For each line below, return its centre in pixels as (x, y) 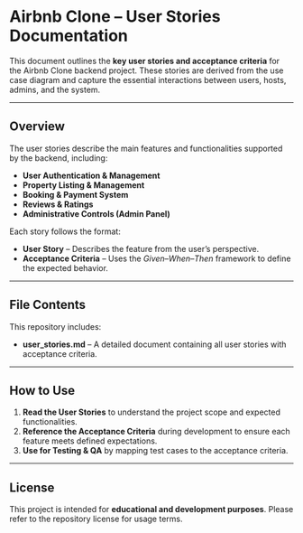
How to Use (42, 390)
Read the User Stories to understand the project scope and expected (151, 412)
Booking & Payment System (75, 194)
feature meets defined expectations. (90, 441)
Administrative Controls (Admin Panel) (96, 213)
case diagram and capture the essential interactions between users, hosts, (148, 79)
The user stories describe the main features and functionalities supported (146, 148)
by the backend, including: (59, 158)
